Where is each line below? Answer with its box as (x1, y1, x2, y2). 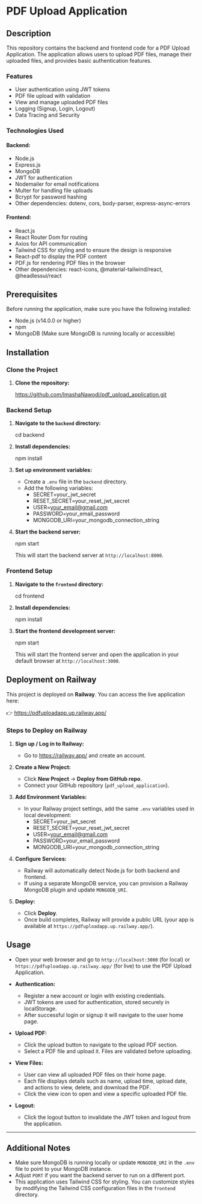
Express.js (14, 161, 41, 168)
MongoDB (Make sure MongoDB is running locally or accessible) (14, 330, 176, 337)
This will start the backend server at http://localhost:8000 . (14, 552, 164, 559)
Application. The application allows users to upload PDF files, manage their (6, 51, 192, 58)
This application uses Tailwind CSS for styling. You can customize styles (14, 1178, 195, 1185)
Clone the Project (6, 365, 58, 374)
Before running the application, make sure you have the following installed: (6, 305, 191, 313)
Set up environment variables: (14, 467, 93, 474)
